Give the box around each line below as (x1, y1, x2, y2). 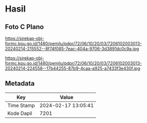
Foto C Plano (5, 23, 44, 31)
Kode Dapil (7, 110, 32, 117)
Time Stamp (7, 102, 35, 108)
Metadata (5, 79, 35, 88)
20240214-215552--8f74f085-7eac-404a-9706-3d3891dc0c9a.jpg (5, 46, 139, 51)
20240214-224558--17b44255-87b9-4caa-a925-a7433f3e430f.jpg (5, 65, 140, 71)
